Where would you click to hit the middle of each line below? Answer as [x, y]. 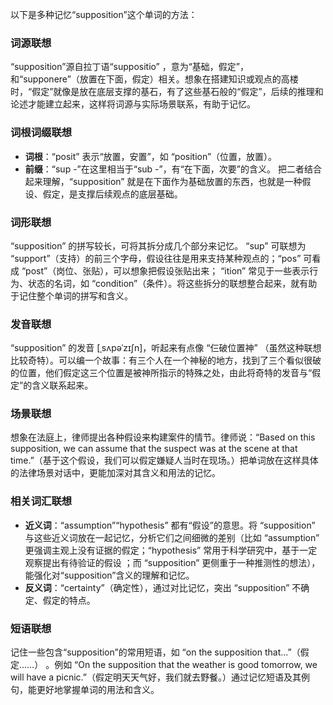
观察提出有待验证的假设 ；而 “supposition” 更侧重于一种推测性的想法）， [172, 562]
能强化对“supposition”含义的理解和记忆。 [109, 575]
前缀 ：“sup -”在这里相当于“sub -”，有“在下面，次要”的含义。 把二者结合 [173, 169]
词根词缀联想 [41, 133]
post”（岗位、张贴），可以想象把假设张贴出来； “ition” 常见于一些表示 [167, 270]
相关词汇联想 [41, 501]
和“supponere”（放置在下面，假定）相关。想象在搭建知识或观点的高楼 [154, 79]
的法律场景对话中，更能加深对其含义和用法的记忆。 [115, 473]
